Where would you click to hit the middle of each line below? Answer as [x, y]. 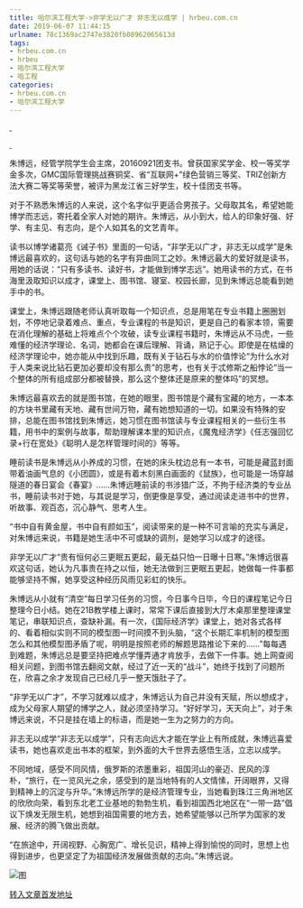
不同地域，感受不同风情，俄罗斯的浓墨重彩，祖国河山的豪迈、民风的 [136, 769]
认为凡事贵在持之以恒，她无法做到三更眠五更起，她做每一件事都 [175, 569]
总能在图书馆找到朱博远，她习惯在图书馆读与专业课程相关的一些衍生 [151, 421]
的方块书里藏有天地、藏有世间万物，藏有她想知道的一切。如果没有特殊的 [143, 409]
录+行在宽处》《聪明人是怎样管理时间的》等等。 [97, 443]
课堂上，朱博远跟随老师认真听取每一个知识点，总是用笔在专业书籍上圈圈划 [147, 311]
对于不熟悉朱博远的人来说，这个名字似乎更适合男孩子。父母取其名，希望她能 [151, 205]
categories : [32, 85]
